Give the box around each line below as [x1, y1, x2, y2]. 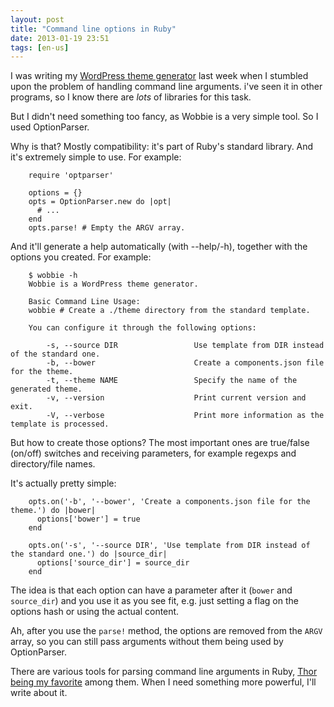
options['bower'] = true [36, 514, 141, 525]
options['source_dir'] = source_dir [36, 558, 190, 568]
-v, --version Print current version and [46, 393, 307, 403]
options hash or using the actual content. [10, 606, 180, 618]
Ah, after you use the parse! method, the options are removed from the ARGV [10, 625, 323, 637]
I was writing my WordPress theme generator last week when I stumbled [10, 70, 309, 82]
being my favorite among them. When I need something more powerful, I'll [10, 676, 317, 688]
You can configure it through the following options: [28, 323, 257, 333]
